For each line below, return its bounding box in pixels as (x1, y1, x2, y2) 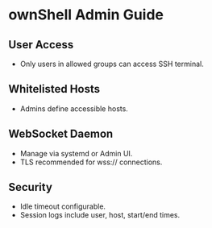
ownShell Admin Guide (8, 6, 164, 24)
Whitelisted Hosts (8, 82, 101, 96)
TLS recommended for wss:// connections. (19, 157, 163, 167)
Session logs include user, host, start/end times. (19, 210, 180, 220)
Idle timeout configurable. (19, 201, 106, 211)
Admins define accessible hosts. (19, 103, 129, 114)
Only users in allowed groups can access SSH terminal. (19, 59, 204, 68)
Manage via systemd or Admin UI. (19, 148, 133, 158)
